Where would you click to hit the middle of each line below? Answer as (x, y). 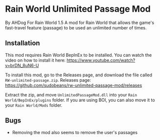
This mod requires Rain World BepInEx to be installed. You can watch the (79, 55)
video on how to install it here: (35, 60)
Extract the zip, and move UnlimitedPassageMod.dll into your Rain (71, 94)
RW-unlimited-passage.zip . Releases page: (48, 80)
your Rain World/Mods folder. (34, 105)
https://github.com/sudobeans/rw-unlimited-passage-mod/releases (74, 85)
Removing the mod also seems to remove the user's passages (75, 132)
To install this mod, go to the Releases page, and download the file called (79, 75)
